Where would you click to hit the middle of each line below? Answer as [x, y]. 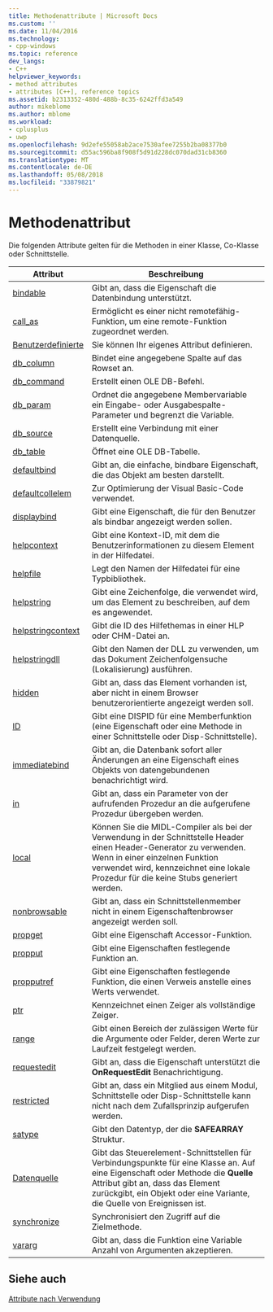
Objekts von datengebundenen [150, 770]
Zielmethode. [117, 1227]
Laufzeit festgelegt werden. [144, 1048]
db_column [34, 363]
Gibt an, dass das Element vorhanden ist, [169, 682]
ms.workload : [30, 122]
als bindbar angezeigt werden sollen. [162, 522]
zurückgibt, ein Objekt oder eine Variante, [171, 1193]
